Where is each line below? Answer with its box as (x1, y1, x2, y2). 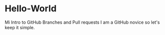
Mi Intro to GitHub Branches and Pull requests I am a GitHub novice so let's (5, 19, 160, 25)
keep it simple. (5, 24, 35, 30)
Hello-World (5, 3, 57, 14)
